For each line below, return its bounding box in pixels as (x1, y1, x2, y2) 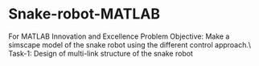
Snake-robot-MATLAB (8, 5, 161, 23)
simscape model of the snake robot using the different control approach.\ (8, 39, 252, 49)
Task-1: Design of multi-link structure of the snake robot (8, 48, 193, 58)
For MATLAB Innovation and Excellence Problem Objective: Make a (8, 31, 230, 41)
